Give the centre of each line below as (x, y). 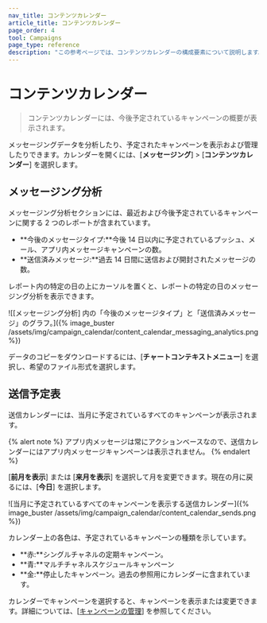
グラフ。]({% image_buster (72, 323)
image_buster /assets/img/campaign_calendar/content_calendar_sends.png (132, 513)
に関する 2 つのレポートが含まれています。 (85, 222)
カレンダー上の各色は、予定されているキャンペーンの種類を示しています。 (130, 537)
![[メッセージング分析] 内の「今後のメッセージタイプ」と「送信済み (118, 313)
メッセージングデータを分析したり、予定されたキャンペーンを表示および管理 (133, 145)
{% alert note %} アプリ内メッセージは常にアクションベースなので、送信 (126, 441)
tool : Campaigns (35, 38)
